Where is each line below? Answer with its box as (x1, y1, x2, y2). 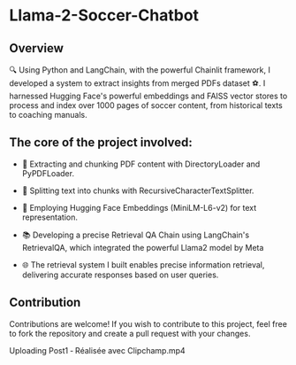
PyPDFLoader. (21, 167, 75, 178)
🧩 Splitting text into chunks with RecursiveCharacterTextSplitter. (21, 185, 254, 196)
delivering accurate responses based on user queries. (21, 269, 219, 280)
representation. (21, 212, 78, 222)
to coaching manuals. (9, 110, 87, 120)
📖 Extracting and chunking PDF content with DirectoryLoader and (21, 159, 261, 169)
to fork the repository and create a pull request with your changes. (9, 328, 251, 338)
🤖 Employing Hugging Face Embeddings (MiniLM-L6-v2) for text (21, 202, 257, 213)
